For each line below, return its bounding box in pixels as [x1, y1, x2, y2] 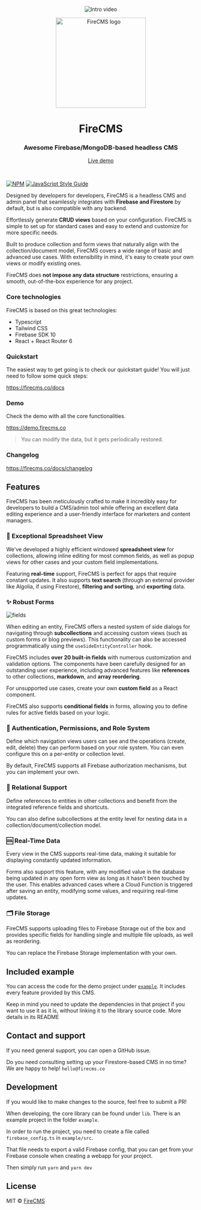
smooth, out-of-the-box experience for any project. [6, 278, 133, 285]
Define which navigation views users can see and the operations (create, [6, 737, 187, 745]
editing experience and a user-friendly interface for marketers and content [6, 510, 191, 518]
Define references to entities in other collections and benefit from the [6, 797, 178, 804]
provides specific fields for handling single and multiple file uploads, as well [6, 931, 193, 939]
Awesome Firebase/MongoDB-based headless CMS [23, 144, 178, 152]
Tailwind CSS [14, 324, 48, 331]
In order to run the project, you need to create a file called [6, 1128, 149, 1135]
